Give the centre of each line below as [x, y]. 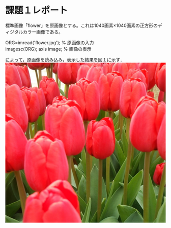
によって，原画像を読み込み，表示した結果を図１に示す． [65, 59]
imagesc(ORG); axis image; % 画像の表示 [48, 49]
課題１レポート [37, 10]
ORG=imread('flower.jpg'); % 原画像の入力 [50, 42]
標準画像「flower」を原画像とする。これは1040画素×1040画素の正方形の [81, 25]
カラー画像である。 [43, 31]
